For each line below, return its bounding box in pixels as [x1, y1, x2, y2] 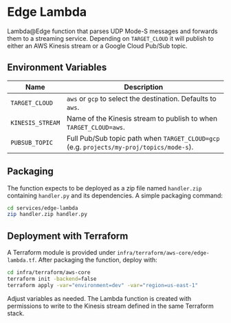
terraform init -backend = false [7, 275, 97, 282]
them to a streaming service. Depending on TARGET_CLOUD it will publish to [7, 34, 214, 42]
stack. [7, 309, 25, 317]
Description [124, 82, 164, 92]
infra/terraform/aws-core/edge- [116, 250, 210, 257]
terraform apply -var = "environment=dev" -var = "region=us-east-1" [7, 282, 198, 288]
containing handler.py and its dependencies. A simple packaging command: [7, 191, 223, 199]
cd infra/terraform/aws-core [7, 269, 91, 276]
